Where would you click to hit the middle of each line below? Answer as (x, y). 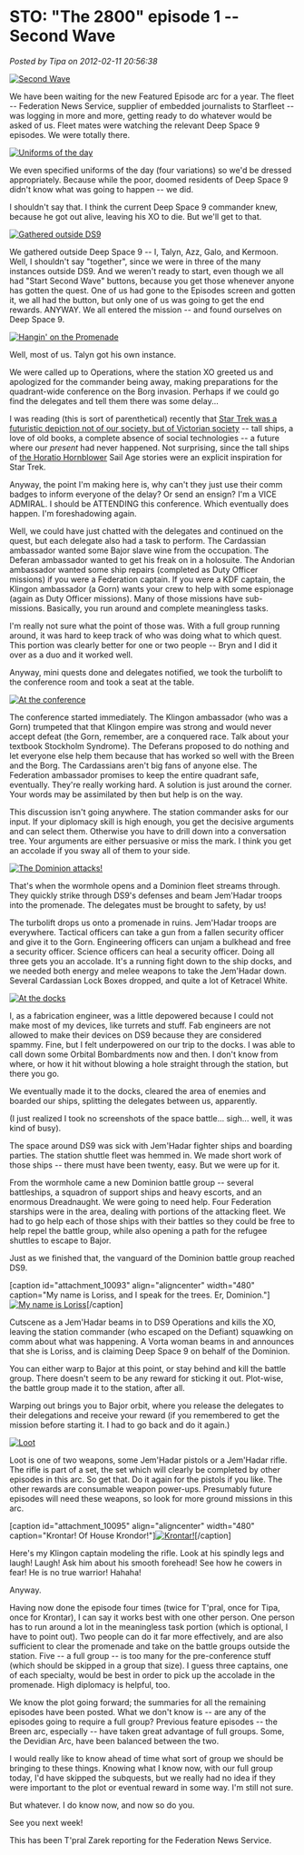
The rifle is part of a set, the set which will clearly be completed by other (145, 1469)
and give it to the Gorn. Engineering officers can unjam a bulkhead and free (150, 942)
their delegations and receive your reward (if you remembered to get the (144, 1415)
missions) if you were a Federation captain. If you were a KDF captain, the (147, 579)
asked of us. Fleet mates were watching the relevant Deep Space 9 (135, 125)
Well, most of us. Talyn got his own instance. (93, 354)
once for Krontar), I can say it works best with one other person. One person (152, 1617)
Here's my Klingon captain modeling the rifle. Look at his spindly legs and (147, 1553)
